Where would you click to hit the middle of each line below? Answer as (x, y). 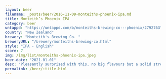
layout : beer (19, 10)
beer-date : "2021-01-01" (31, 60)
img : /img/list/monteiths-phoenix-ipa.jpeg (51, 55)
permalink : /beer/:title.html (36, 69)
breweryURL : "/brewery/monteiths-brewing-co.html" (58, 42)
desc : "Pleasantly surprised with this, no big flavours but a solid (78, 64)
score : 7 (14, 51)
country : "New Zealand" (30, 32)
